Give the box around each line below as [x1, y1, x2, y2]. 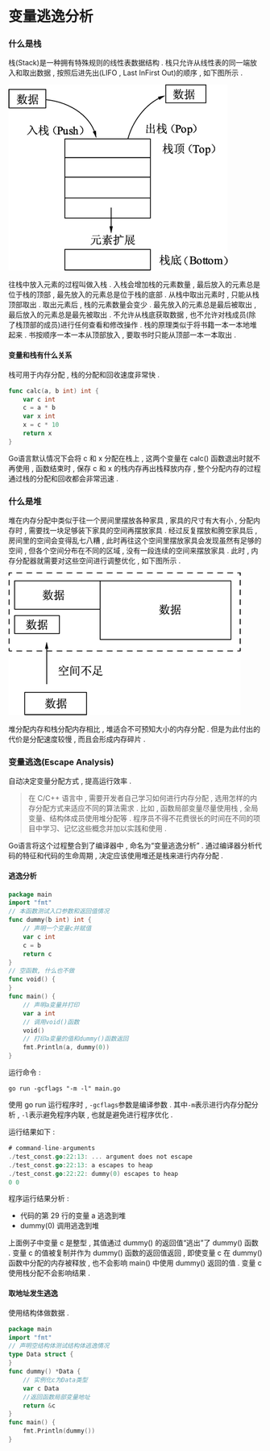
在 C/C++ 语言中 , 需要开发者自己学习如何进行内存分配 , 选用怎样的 [27, 794, 251, 803]
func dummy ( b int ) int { [8, 916, 92, 924]
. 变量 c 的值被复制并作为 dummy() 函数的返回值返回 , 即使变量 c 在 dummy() [8, 1248, 263, 1258]
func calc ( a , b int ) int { [8, 386, 99, 395]
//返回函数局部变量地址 [23, 1393, 90, 1401]
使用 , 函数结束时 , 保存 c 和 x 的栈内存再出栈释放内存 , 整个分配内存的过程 [15, 463, 262, 473]
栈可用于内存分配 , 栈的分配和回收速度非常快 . [8, 369, 160, 379]
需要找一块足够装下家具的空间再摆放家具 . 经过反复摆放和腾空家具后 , [27, 526, 258, 536]
